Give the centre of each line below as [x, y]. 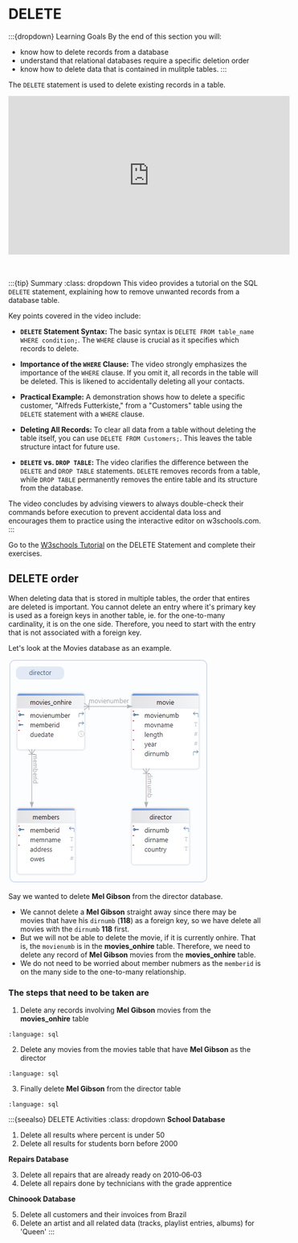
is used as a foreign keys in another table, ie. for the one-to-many [117, 615]
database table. [34, 300]
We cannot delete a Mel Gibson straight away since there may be [128, 912]
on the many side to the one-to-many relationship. [103, 972]
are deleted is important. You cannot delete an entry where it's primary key [132, 607]
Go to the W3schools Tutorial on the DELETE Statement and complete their [132, 545]
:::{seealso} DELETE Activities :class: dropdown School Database [117, 1120]
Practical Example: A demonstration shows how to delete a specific [133, 396]
